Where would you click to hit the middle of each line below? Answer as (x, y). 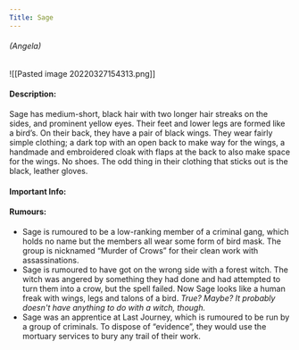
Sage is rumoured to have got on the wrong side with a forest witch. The (155, 270)
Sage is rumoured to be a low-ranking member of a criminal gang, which (155, 231)
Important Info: (38, 191)
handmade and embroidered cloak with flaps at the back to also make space (150, 152)
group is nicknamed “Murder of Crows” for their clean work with (140, 250)
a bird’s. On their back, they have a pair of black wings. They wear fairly (141, 133)
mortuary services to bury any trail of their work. (111, 336)
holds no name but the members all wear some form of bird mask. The (152, 241)
